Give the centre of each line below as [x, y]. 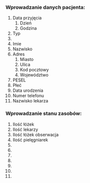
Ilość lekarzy [25, 129]
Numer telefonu [28, 96]
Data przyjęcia [27, 18]
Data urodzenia [28, 91]
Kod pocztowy [34, 70]
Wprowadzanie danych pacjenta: [45, 7]
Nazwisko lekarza [30, 101]
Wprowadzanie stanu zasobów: [44, 114]
